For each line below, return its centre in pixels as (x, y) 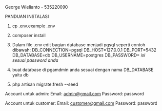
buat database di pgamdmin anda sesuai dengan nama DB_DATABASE (83, 70)
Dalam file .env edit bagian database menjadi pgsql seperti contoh (79, 45)
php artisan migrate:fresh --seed (45, 84)
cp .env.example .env (33, 26)
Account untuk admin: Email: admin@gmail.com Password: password (75, 94)
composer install (29, 35)
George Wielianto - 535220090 (37, 7)
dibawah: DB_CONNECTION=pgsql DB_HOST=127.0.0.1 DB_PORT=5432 (84, 50)
